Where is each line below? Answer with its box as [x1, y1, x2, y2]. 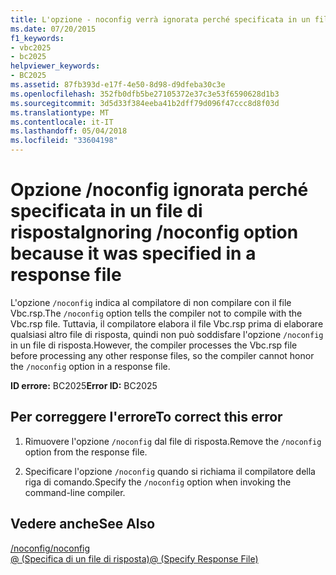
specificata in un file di [10, 200, 203, 223]
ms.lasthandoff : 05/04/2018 [10, 126, 128, 136]
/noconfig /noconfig [10, 542, 91, 554]
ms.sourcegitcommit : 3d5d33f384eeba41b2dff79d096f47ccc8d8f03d [10, 98, 280, 108]
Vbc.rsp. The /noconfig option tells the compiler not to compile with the [10, 307, 303, 319]
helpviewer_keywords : [10, 61, 101, 71]
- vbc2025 [10, 42, 52, 53]
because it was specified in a [10, 242, 257, 265]
